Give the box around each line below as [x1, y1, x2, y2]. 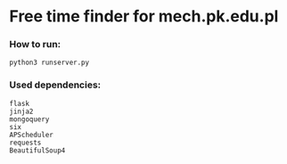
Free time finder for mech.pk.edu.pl [9, 6, 279, 27]
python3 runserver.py [9, 58, 90, 68]
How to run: [9, 38, 61, 51]
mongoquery [9, 114, 50, 124]
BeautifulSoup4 [9, 145, 66, 155]
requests [9, 138, 42, 147]
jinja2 [9, 107, 34, 116]
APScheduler [9, 130, 53, 139]
